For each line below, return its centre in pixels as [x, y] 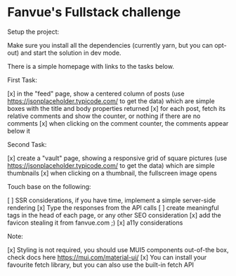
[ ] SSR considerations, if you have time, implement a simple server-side [112, 200]
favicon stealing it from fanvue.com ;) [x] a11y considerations [95, 223]
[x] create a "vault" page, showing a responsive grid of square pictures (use [117, 158]
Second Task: [27, 144]
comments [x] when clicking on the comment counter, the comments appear [118, 123]
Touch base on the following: [49, 186]
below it [19, 131]
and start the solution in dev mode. [71, 53]
